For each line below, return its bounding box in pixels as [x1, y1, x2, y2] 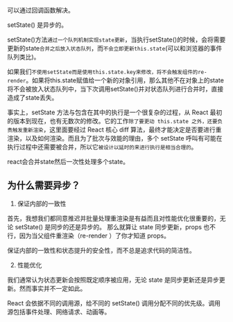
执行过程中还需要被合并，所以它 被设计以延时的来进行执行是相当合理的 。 [7, 143, 198, 151]
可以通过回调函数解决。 [7, 6, 74, 14]
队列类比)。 [7, 53, 40, 61]
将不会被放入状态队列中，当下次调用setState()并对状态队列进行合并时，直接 [7, 85, 224, 93]
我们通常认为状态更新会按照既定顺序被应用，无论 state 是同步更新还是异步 [7, 276, 220, 284]
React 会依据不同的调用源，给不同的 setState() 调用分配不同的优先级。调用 [7, 298, 221, 307]
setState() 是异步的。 [7, 21, 68, 29]
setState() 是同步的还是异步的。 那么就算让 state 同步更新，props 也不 [15, 222, 216, 231]
